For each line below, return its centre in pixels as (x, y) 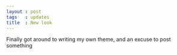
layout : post (24, 12)
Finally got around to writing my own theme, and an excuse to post (88, 40)
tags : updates (28, 17)
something (19, 46)
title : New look (29, 22)
